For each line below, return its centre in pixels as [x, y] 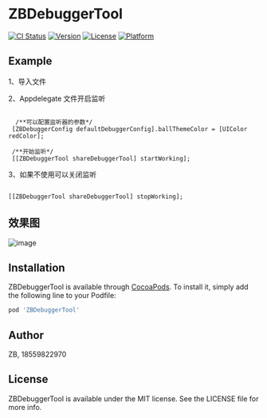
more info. [25, 407]
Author [26, 335]
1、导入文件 [27, 82]
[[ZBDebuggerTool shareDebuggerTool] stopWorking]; [96, 197]
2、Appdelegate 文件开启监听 [57, 98]
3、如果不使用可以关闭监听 [53, 174]
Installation [37, 267]
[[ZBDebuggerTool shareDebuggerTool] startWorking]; [101, 158]
